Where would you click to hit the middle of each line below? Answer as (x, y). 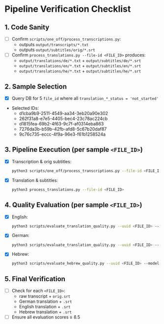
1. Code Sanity (27, 27)
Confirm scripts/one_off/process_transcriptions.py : (66, 39)
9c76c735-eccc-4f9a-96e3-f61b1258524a (62, 134)
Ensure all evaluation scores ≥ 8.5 (46, 317)
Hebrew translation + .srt (45, 312)
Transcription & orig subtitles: (41, 161)
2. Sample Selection (36, 86)
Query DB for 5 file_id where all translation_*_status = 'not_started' (85, 98)
